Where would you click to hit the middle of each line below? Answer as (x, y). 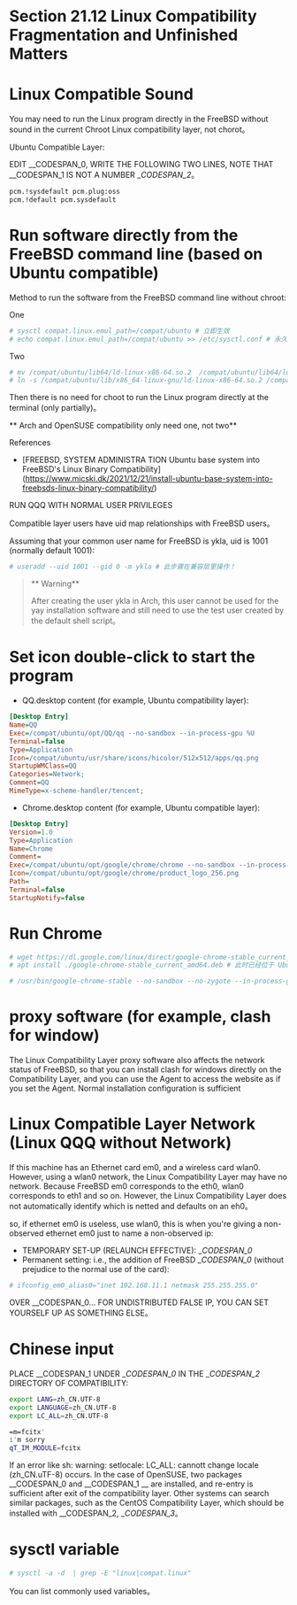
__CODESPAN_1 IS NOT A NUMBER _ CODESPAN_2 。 (104, 175)
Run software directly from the (124, 235)
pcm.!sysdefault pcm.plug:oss (65, 192)
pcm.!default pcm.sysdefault (63, 200)
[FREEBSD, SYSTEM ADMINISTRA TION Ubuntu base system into (141, 460)
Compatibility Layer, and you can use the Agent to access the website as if (145, 1079)
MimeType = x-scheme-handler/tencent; (76, 791)
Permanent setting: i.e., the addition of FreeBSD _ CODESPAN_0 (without (153, 1260)
